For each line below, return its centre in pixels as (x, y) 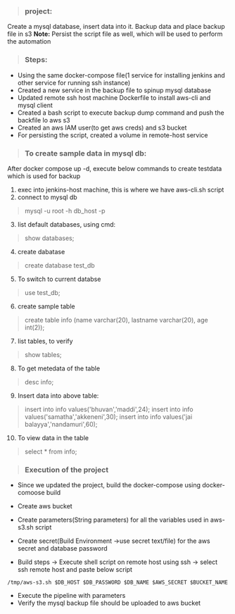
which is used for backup (44, 176)
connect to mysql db (47, 197)
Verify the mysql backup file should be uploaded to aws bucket (109, 603)
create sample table (46, 306)
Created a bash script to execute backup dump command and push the (121, 113)
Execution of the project (66, 470)
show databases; (49, 238)
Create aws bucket (45, 506)
